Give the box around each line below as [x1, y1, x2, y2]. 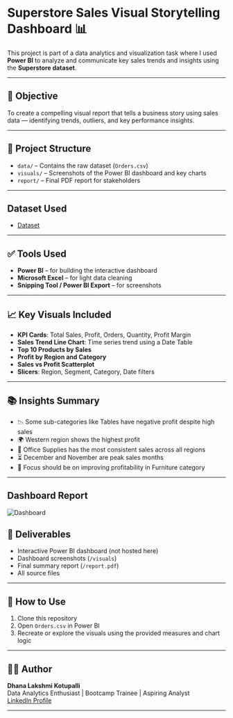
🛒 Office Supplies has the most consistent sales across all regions [17, 445, 206, 454]
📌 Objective [7, 90, 58, 102]
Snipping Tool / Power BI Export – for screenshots [17, 281, 162, 289]
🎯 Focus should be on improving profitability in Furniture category [17, 463, 205, 471]
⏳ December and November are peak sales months [17, 453, 164, 461]
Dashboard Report [7, 490, 88, 502]
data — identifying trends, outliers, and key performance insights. [7, 116, 195, 125]
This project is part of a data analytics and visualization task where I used [7, 49, 217, 57]
